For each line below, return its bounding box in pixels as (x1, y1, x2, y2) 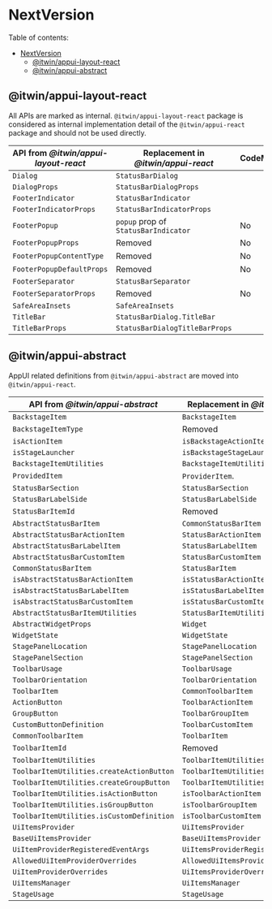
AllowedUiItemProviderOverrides (12, 855, 138, 865)
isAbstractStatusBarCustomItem (12, 597, 134, 606)
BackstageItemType (12, 424, 83, 434)
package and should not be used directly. (8, 128, 147, 137)
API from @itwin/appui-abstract (28, 398, 158, 409)
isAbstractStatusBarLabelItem (12, 586, 130, 595)
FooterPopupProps (12, 238, 79, 247)
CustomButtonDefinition (12, 720, 104, 729)
